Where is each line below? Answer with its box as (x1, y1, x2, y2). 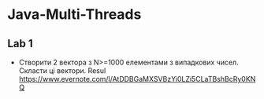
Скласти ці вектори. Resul (18, 66, 106, 75)
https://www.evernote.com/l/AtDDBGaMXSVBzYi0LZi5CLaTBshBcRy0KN (18, 75, 256, 83)
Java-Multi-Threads (7, 5, 142, 24)
